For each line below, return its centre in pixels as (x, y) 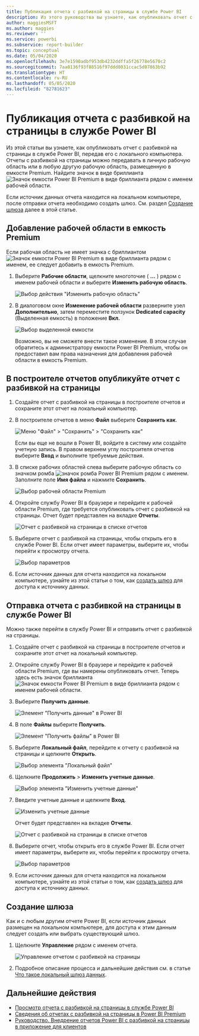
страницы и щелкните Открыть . (56, 754)
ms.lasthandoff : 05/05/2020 (41, 84)
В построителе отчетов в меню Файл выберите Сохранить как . (96, 420)
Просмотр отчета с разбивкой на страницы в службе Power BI (94, 1007)
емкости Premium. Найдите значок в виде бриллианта (75, 172)
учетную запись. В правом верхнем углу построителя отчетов (94, 449)
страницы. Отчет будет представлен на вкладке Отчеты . (87, 515)
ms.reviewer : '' (26, 34)
